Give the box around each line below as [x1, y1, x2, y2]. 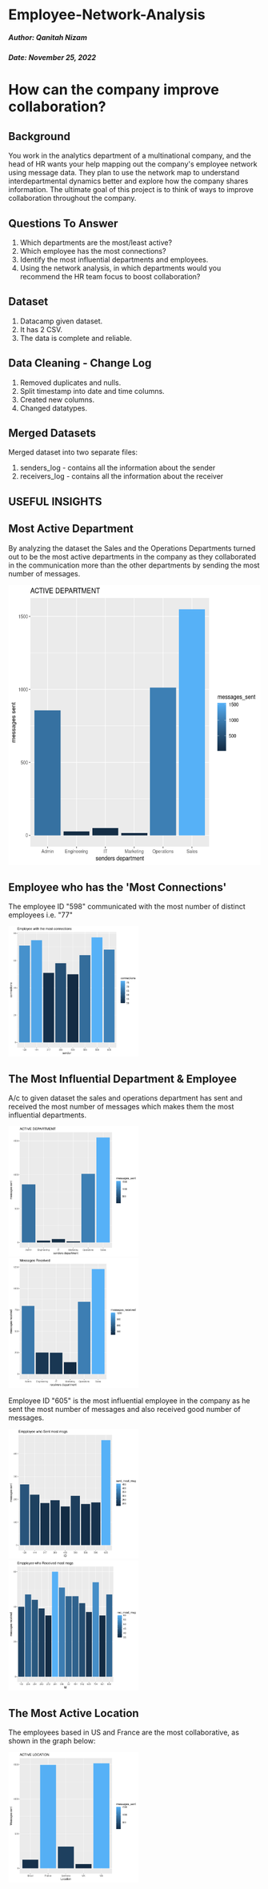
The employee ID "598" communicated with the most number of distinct [8, 902, 246, 912]
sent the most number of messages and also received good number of [8, 1405, 242, 1414]
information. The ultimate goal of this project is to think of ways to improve [8, 185, 254, 195]
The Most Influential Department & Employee [8, 1072, 238, 1085]
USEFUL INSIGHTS [8, 495, 102, 508]
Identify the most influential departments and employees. [19, 255, 209, 264]
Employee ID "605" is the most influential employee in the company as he [8, 1396, 250, 1406]
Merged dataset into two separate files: [8, 447, 138, 457]
